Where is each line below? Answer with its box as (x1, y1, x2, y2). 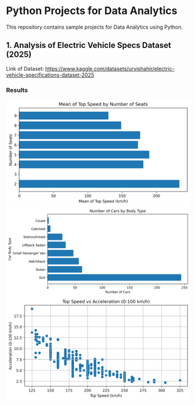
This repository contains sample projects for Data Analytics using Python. (6, 23, 183, 30)
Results (6, 86, 28, 94)
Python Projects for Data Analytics (6, 4, 177, 18)
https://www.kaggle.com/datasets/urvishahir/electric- (45, 65, 175, 72)
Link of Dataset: (6, 65, 44, 72)
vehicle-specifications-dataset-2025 (6, 71, 95, 78)
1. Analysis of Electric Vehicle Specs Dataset (6, 40, 172, 50)
